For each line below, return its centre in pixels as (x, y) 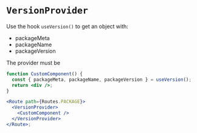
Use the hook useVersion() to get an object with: (67, 26)
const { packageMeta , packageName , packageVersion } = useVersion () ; (102, 80)
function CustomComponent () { (45, 74)
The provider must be (33, 63)
